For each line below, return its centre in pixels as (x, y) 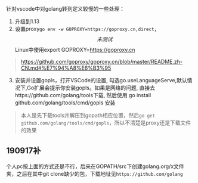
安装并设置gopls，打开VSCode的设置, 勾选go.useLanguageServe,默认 (101, 80)
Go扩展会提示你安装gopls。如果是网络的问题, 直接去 (91, 88)
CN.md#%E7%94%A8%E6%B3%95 (66, 68)
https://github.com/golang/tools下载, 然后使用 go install (83, 95)
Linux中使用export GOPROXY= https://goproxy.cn (75, 50)
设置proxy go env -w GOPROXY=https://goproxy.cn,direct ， (87, 29)
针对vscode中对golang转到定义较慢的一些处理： (66, 9)
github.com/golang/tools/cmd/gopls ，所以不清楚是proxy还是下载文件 (106, 123)
